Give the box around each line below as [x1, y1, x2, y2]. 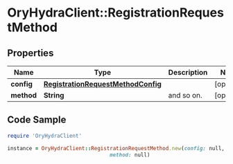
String [43, 91, 64, 100]
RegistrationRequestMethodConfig [43, 80, 162, 89]
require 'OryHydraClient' [7, 132, 82, 139]
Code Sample [7, 114, 67, 126]
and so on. [168, 91, 202, 100]
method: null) [110, 151, 150, 158]
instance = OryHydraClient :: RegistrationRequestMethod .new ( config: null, [7, 145, 225, 152]
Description [168, 68, 208, 77]
